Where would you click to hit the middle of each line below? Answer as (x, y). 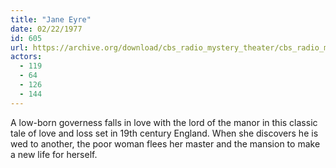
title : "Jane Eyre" (51, 19)
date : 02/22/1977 (46, 29)
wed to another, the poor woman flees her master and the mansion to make (165, 143)
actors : (26, 57)
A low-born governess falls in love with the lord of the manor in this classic (164, 122)
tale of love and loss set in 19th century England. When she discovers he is (164, 133)
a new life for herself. (54, 154)
